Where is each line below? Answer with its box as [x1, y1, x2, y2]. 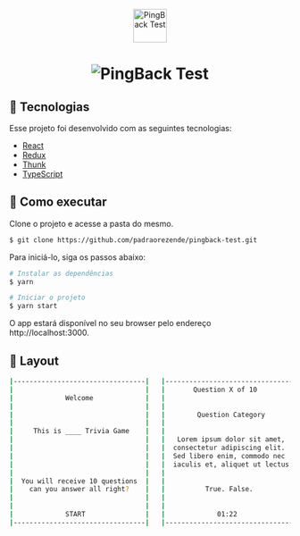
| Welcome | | [9, 393, 166, 402]
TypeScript [21, 169, 63, 179]
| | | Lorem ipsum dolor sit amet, [9, 435, 286, 444]
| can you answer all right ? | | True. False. [9, 485, 254, 494]
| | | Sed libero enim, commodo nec [9, 451, 286, 460]
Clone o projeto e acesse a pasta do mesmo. [9, 218, 174, 229]
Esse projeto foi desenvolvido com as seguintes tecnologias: [9, 123, 232, 133]
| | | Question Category [9, 410, 266, 419]
